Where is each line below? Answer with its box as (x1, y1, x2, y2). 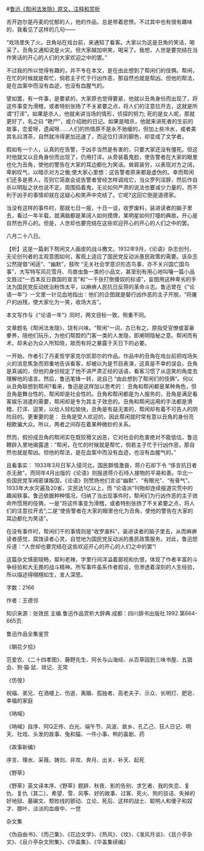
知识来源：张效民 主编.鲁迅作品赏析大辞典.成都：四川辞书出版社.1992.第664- (6, 610, 198, 617)
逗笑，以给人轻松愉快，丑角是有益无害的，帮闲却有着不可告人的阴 (32, 406, 198, 412)
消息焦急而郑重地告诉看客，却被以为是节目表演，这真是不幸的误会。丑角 (16, 360, 198, 367)
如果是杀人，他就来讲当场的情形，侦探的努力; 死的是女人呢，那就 (32, 110, 195, 117)
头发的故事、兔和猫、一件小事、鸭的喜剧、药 (32, 731, 144, 737)
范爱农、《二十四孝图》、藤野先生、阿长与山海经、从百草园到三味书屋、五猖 (6, 656, 192, 663)
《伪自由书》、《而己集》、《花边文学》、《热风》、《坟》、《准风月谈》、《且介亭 (6, 831, 187, 838)
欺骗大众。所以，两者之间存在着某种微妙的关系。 (11, 421, 134, 428)
